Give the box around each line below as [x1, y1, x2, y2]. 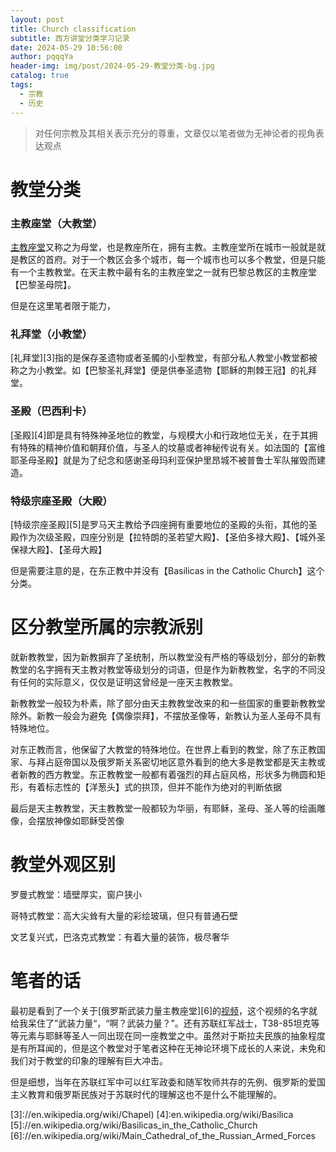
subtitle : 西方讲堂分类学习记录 [10, 33, 130, 43]
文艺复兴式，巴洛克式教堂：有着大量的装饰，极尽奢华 [10, 931, 230, 943]
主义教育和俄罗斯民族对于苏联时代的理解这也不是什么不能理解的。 [10, 1088, 282, 1100]
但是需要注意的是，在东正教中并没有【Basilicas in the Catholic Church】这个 [10, 564, 325, 576]
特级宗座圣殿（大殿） [10, 494, 113, 508]
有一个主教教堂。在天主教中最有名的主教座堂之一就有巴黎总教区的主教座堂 [10, 266, 317, 278]
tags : [10, 80, 33, 90]
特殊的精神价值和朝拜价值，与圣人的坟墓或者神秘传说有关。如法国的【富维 [18, 441, 326, 453]
